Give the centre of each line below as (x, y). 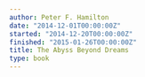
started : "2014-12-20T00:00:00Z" (71, 34)
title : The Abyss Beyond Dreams (69, 50)
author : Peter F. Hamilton (59, 17)
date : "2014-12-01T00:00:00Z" (65, 26)
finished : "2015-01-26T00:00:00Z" (73, 42)
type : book (29, 58)
